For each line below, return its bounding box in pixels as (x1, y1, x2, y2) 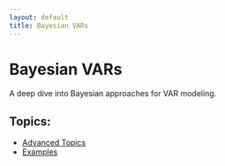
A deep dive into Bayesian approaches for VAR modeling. (9, 88, 217, 99)
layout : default (9, 12, 69, 22)
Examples (21, 147, 58, 157)
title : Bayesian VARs (9, 21, 89, 30)
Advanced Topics (21, 138, 86, 148)
